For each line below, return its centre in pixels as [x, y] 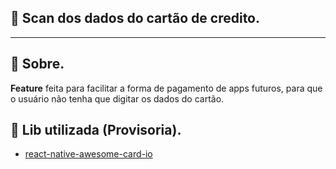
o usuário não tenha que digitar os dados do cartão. [117, 98]
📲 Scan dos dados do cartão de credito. [135, 18]
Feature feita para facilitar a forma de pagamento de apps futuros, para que [166, 88]
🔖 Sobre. [37, 64]
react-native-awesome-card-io [88, 154]
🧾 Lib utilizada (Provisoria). [96, 130]
